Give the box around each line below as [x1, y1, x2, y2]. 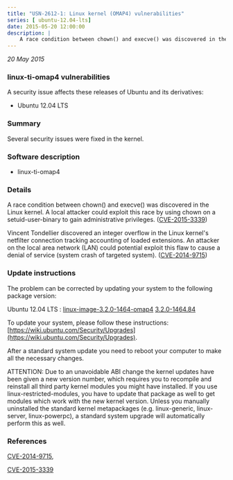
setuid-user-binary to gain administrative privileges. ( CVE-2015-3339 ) [7, 216, 208, 224]
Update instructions [7, 268, 76, 278]
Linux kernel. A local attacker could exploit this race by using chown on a [7, 208, 216, 216]
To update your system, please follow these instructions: [7, 318, 169, 327]
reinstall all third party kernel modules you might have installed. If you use [7, 382, 218, 391]
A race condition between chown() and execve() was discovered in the [7, 200, 209, 209]
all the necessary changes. [7, 354, 85, 362]
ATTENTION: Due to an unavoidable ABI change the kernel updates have [7, 367, 215, 375]
